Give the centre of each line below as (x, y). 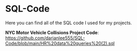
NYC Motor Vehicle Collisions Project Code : (52, 32)
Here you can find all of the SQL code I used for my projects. (68, 23)
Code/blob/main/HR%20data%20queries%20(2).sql (60, 43)
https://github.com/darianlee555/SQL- (45, 38)
